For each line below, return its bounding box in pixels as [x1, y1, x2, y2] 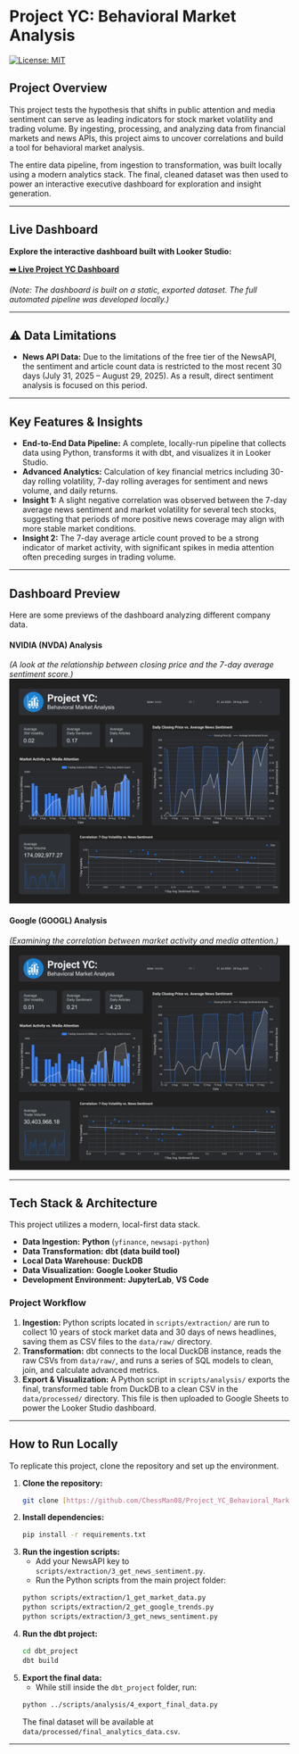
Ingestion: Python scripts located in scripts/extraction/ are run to [21, 1317, 270, 1328]
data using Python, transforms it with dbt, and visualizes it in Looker [21, 448, 271, 459]
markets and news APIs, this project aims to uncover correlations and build [9, 132, 284, 144]
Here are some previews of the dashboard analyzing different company [9, 609, 271, 620]
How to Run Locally [9, 1436, 118, 1452]
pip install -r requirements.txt [21, 1530, 147, 1540]
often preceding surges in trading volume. [21, 551, 176, 563]
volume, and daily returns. [21, 485, 118, 496]
